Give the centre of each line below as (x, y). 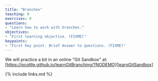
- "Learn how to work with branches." (45, 28)
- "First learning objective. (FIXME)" (46, 37)
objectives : (17, 32)
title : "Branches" (24, 9)
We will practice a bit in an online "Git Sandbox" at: (56, 59)
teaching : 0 (17, 14)
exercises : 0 (18, 18)
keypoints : (16, 41)
